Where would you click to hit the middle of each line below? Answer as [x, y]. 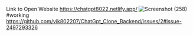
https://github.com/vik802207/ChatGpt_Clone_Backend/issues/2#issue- [94, 21]
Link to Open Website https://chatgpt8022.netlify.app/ [72, 9]
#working [18, 15]
